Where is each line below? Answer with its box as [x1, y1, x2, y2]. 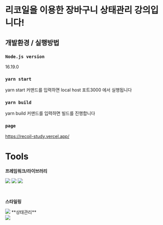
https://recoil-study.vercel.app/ [5, 133, 69, 139]
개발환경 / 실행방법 [5, 38, 59, 47]
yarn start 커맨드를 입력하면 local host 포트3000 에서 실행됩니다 [5, 87, 132, 93]
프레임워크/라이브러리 [5, 168, 47, 174]
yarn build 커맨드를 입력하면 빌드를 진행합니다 [5, 110, 95, 116]
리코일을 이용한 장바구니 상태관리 [5, 4, 132, 16]
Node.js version [5, 53, 45, 59]
